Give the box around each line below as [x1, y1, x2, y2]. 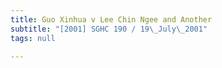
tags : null [10, 33, 56, 43]
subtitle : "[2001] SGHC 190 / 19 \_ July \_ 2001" [10, 24, 208, 34]
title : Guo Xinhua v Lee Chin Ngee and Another [10, 14, 213, 25]
